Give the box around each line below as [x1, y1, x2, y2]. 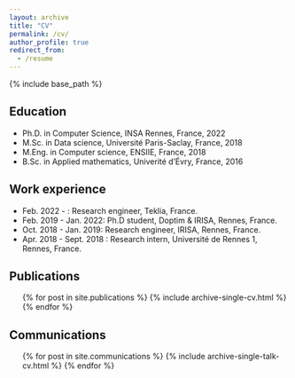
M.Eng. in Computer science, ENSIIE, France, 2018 [21, 146, 206, 157]
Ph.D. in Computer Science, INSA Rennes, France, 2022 [21, 128, 226, 138]
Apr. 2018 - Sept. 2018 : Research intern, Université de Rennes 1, [21, 233, 258, 244]
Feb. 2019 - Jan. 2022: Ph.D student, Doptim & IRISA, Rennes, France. [21, 215, 277, 225]
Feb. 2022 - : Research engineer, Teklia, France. [21, 205, 198, 216]
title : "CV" [9, 21, 53, 30]
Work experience [9, 182, 106, 197]
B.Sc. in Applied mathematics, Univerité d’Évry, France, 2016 [21, 156, 244, 167]
